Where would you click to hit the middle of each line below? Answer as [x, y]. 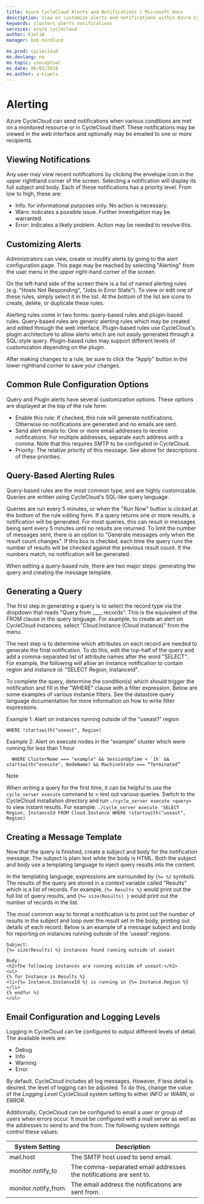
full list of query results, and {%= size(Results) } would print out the [92, 896]
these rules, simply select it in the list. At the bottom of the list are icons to [99, 296]
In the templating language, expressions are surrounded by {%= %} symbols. [101, 877]
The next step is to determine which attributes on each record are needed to [102, 644]
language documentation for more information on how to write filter [90, 701]
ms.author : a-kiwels [32, 74]
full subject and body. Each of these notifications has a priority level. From [99, 187]
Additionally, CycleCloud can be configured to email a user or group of [95, 1112]
